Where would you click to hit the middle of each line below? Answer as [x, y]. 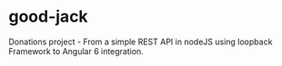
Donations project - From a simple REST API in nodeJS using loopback [141, 42]
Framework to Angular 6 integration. [76, 51]
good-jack [48, 17]
